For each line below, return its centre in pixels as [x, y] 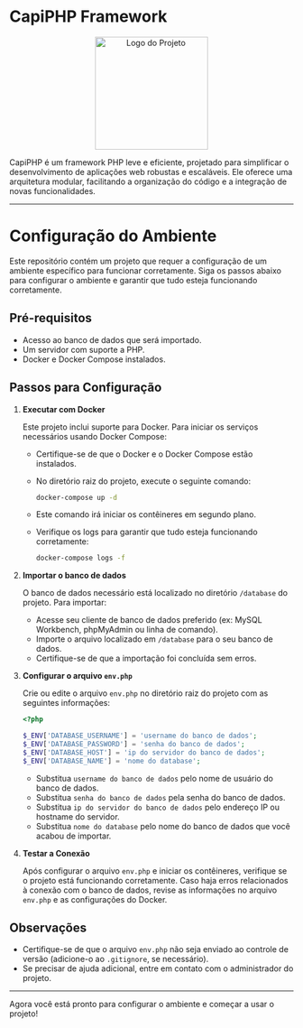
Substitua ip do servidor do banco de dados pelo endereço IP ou [157, 807]
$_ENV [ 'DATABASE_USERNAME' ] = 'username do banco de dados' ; [140, 736]
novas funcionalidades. [53, 190]
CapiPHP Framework [88, 17]
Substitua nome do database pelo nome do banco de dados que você [163, 826]
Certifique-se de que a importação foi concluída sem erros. [146, 658]
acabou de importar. [73, 836]
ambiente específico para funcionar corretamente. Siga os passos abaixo [146, 270]
